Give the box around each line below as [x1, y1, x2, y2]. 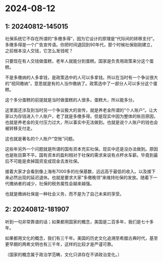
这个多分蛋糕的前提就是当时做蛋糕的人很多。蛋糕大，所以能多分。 [5, 97, 137, 102]
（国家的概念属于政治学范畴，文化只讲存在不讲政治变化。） [5, 251, 122, 257]
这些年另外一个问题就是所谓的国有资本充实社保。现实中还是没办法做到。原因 [5, 146, 158, 152]
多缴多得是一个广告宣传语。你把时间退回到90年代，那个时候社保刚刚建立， [5, 42, 155, 48]
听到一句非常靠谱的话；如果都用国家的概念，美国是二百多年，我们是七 [5, 219, 146, 225]
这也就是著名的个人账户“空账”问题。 [5, 136, 77, 141]
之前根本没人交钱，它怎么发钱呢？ [5, 48, 73, 53]
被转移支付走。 [5, 126, 35, 131]
